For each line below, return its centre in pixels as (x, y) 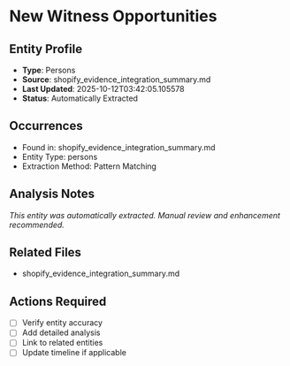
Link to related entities (62, 343)
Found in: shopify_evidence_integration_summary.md (118, 147)
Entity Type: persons (60, 156)
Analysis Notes (52, 194)
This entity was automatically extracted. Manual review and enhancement (145, 215)
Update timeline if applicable (74, 353)
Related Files (46, 252)
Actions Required (58, 301)
